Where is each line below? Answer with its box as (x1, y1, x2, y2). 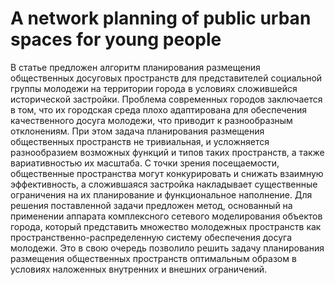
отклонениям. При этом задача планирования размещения (10, 125, 265, 137)
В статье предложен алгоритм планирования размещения (10, 61, 261, 73)
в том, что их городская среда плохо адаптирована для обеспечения (10, 103, 308, 116)
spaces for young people (10, 28, 222, 51)
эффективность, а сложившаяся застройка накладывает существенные (10, 178, 318, 190)
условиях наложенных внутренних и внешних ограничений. (10, 263, 268, 275)
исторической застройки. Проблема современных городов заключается (10, 93, 323, 105)
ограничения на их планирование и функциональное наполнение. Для (10, 188, 313, 201)
